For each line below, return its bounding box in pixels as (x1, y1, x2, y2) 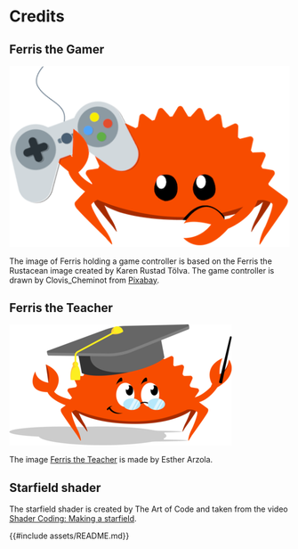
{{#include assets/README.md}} (9, 530, 130, 541)
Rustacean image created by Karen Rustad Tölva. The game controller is (9, 265, 275, 275)
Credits (9, 6, 65, 27)
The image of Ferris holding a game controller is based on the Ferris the (9, 256, 273, 266)
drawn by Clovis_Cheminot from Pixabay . (9, 274, 160, 285)
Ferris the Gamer (9, 42, 105, 57)
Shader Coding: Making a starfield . (9, 513, 137, 524)
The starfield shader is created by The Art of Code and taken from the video (9, 504, 288, 514)
